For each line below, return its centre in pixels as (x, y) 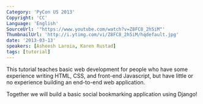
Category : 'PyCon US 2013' (41, 12)
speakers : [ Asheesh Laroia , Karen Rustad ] (61, 46)
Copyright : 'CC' (27, 18)
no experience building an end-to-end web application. (76, 82)
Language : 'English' (33, 23)
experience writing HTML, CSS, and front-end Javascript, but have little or (100, 76)
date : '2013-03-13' (31, 40)
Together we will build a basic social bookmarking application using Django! (102, 94)
